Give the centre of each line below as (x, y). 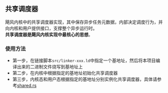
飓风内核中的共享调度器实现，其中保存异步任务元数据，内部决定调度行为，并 (84, 22)
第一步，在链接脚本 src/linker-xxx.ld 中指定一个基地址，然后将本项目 (84, 60)
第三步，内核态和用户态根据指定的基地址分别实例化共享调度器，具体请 (85, 79)
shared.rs (26, 85)
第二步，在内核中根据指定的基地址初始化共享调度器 (65, 73)
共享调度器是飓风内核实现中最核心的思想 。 (49, 34)
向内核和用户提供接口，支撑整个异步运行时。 (51, 28)
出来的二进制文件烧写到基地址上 (50, 67)
